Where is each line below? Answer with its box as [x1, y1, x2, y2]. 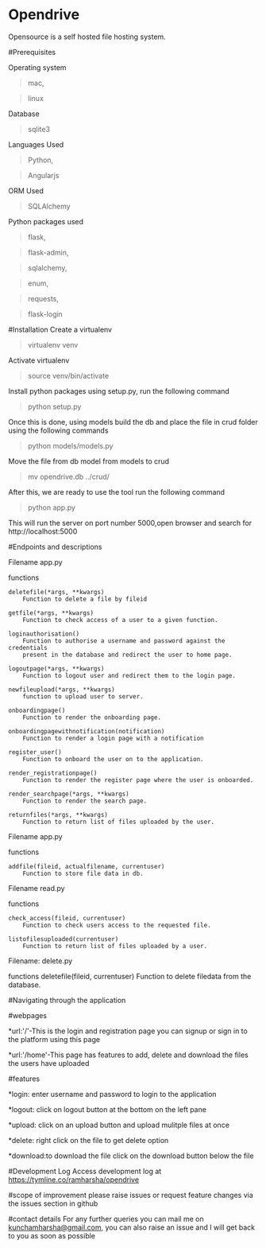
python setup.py [27, 402, 82, 411]
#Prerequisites [8, 47, 56, 56]
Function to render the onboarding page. [22, 713, 161, 721]
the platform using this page [8, 1034, 101, 1044]
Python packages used [8, 216, 84, 226]
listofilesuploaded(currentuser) [8, 935, 119, 943]
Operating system [8, 62, 67, 72]
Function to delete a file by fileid [22, 595, 148, 603]
